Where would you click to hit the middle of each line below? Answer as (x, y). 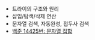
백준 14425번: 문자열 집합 (42, 31)
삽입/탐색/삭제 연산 (34, 16)
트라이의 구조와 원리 (35, 9)
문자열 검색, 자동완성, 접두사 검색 (50, 24)
